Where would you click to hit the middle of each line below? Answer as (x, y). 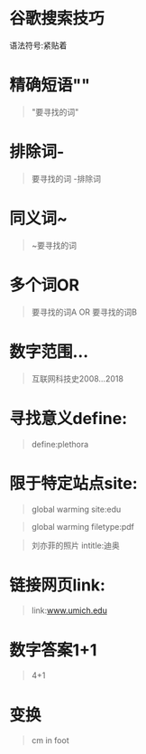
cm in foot (50, 740)
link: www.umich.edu (69, 610)
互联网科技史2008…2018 (78, 378)
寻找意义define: (68, 418)
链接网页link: (58, 585)
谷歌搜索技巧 (57, 19)
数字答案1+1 (53, 650)
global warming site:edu (76, 509)
